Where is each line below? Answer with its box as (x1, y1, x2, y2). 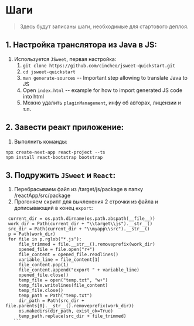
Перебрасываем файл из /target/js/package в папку (13, 186, 144, 193)
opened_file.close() (18, 272, 69, 279)
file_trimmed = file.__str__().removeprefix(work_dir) (18, 242, 156, 247)
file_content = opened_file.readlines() (18, 252, 118, 258)
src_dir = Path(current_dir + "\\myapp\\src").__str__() (8, 226, 150, 232)
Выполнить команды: (13, 138, 68, 145)
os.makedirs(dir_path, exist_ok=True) (18, 308, 114, 314)
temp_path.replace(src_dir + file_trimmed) (18, 313, 127, 320)
